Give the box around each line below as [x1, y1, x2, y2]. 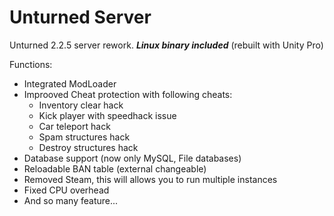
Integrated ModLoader [23, 77, 117, 90]
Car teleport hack [38, 120, 111, 132]
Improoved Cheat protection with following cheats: [23, 88, 233, 100]
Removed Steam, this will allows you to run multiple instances [23, 173, 278, 185]
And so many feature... [23, 194, 119, 206]
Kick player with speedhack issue [38, 109, 177, 121]
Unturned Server [9, 6, 152, 29]
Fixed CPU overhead [23, 184, 110, 196]
